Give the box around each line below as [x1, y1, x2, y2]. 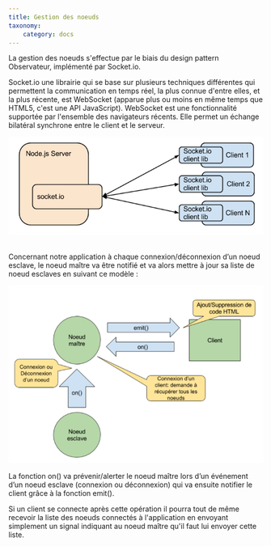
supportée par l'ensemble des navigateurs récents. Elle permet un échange [8, 112, 260, 121]
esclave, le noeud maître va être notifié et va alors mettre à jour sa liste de [8, 260, 255, 270]
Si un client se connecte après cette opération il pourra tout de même [8, 504, 240, 514]
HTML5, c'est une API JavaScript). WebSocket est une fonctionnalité [8, 104, 237, 113]
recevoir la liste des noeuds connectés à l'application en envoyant [8, 512, 229, 522]
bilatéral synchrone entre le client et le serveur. [8, 121, 165, 130]
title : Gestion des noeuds [8, 13, 100, 21]
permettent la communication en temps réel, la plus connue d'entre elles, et [8, 86, 260, 96]
